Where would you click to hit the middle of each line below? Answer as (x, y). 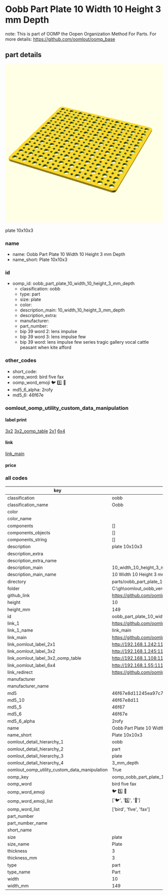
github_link (18, 595)
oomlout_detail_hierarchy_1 (35, 742)
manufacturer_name (28, 686)
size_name (18, 844)
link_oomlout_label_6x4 (31, 665)
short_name (19, 830)
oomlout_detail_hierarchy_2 (35, 749)
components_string (27, 540)
